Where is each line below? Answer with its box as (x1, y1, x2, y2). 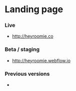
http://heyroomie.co (12, 33, 54, 39)
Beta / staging (5, 46, 40, 53)
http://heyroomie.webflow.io (12, 57, 71, 64)
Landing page (5, 4, 63, 15)
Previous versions (5, 70, 50, 77)
